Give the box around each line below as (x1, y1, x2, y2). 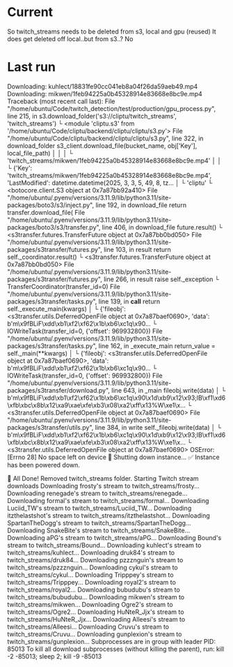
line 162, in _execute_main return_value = (98, 341, 216, 350)
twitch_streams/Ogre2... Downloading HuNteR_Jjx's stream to (7, 608, 184, 616)
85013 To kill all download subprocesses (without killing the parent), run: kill (7, 645, 225, 653)
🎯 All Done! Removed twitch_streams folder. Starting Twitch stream (7, 474, 200, 482)
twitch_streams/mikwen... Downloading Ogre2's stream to (7, 600, 173, 608)
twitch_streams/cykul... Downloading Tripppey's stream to (7, 570, 174, 579)
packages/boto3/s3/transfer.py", (7, 223, 101, 231)
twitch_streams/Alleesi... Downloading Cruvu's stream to (7, 622, 170, 631)
